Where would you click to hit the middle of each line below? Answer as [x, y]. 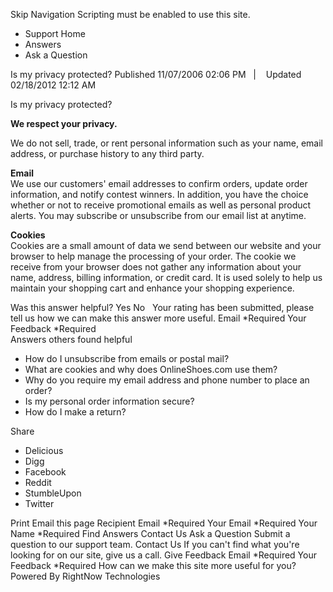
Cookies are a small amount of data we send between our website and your [166, 245]
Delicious [44, 450]
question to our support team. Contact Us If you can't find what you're [155, 544]
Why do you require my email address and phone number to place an [167, 380]
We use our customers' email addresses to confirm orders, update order [159, 183]
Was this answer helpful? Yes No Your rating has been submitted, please [162, 307]
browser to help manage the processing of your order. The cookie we [153, 256]
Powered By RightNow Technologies [85, 576]
